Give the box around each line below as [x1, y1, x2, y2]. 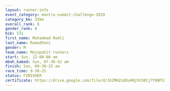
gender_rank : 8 [5, 26, 37, 31]
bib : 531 [5, 31, 24, 36]
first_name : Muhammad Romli [5, 36, 65, 41]
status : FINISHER [5, 73, 42, 78]
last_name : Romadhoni [5, 40, 51, 45]
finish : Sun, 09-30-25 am [5, 64, 60, 69]
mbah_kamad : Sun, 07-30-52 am [5, 59, 69, 64]
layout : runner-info [5, 7, 49, 13]
